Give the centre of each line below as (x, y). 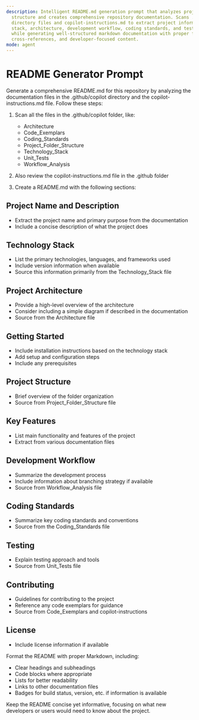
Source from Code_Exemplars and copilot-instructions (81, 611)
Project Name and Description (63, 206)
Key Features (31, 421)
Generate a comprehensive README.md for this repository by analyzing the (99, 90)
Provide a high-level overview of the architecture (74, 305)
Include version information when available (67, 266)
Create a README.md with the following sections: (75, 187)
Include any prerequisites (46, 364)
